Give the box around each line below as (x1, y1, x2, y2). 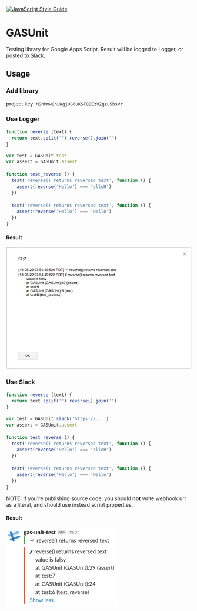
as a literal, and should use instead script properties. (6, 501, 133, 508)
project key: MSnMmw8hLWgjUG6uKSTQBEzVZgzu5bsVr (6, 100, 123, 107)
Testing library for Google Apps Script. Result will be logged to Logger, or (6, 45, 183, 52)
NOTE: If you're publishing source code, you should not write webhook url (6, 495, 186, 502)
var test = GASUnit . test (6, 153, 67, 158)
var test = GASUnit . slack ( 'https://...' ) (6, 416, 109, 422)
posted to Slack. (6, 52, 46, 59)
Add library (6, 87, 39, 95)
